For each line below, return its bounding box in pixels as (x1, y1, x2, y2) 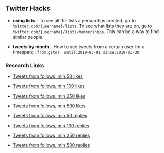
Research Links (5, 62, 44, 69)
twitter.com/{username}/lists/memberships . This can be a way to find (12, 28, 159, 35)
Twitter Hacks (5, 4, 51, 13)
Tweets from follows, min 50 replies (12, 113, 88, 119)
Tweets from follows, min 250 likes (12, 93, 86, 99)
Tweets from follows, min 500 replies (12, 142, 90, 148)
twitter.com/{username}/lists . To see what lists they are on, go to (12, 23, 152, 29)
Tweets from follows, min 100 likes (12, 83, 85, 89)
